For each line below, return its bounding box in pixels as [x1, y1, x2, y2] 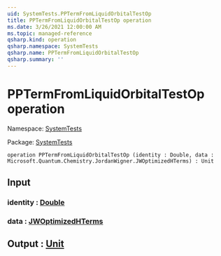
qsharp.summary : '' [7, 56, 64, 63]
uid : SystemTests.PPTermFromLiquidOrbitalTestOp [7, 10, 152, 18]
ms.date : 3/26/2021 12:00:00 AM [7, 23, 101, 30]
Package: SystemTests [7, 137, 73, 146]
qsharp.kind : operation [7, 36, 77, 43]
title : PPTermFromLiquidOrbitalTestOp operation [7, 17, 152, 24]
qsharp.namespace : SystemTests [7, 43, 99, 50]
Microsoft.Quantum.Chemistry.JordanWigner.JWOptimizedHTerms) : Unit [7, 157, 215, 165]
